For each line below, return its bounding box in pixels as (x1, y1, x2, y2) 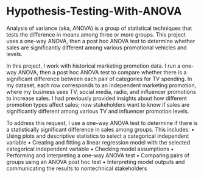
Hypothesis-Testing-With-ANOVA (6, 4, 182, 18)
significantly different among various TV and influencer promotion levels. (6, 107, 189, 115)
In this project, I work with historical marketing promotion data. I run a (6, 62, 181, 69)
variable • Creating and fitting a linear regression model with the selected (6, 138, 191, 146)
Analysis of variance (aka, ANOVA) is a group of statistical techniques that (6, 24, 192, 32)
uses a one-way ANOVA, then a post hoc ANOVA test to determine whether (6, 37, 195, 44)
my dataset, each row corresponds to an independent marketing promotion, (6, 81, 197, 89)
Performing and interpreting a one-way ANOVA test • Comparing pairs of (6, 151, 190, 159)
